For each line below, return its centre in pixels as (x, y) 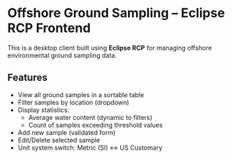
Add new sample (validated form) (67, 132)
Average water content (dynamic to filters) (90, 117)
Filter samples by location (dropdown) (73, 102)
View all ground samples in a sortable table (81, 94)
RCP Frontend (49, 28)
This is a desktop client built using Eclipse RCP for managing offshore (110, 48)
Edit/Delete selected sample (59, 140)
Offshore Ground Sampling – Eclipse (116, 13)
